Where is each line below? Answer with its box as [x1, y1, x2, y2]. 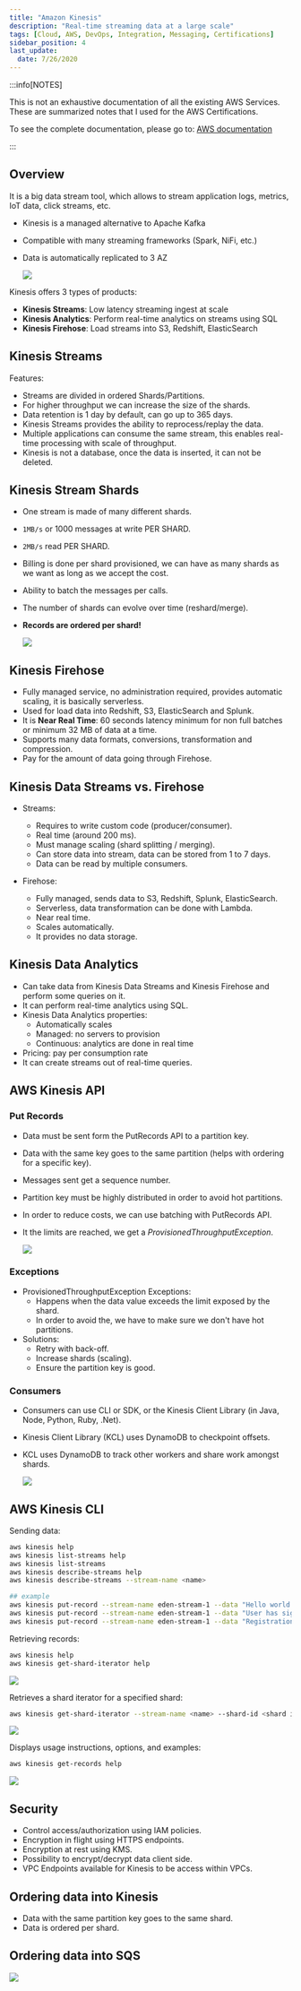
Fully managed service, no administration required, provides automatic [21, 686, 283, 697]
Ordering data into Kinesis [9, 1889, 159, 1904]
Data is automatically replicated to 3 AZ [21, 252, 168, 263]
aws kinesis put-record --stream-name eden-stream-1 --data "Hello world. [9, 1600, 295, 1609]
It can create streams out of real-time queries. [21, 1056, 193, 1067]
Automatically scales [35, 1019, 113, 1030]
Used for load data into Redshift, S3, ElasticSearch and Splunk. [21, 705, 254, 717]
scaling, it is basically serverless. [21, 696, 145, 707]
